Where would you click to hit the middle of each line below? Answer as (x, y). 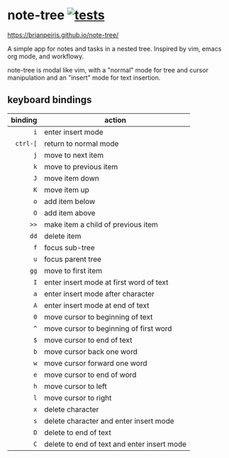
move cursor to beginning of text (98, 316)
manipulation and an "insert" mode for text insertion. (84, 78)
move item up (67, 190)
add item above (69, 213)
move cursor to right (78, 398)
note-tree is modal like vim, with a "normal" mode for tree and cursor (108, 70)
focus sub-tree (69, 247)
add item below (69, 201)
